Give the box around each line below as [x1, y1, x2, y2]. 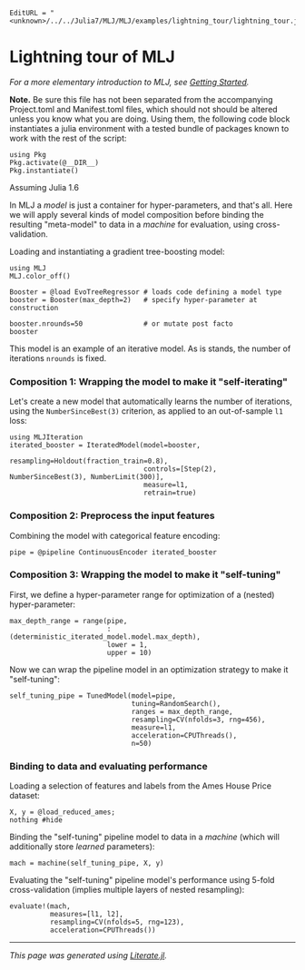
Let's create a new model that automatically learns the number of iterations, [9, 396, 293, 407]
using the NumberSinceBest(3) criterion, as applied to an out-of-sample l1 [9, 406, 283, 416]
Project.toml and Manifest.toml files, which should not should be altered [9, 103, 279, 114]
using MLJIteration [9, 433, 84, 442]
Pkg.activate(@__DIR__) [9, 158, 100, 167]
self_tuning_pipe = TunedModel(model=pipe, [9, 691, 177, 701]
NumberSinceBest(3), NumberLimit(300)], [9, 473, 165, 482]
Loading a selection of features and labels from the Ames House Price [9, 780, 272, 791]
